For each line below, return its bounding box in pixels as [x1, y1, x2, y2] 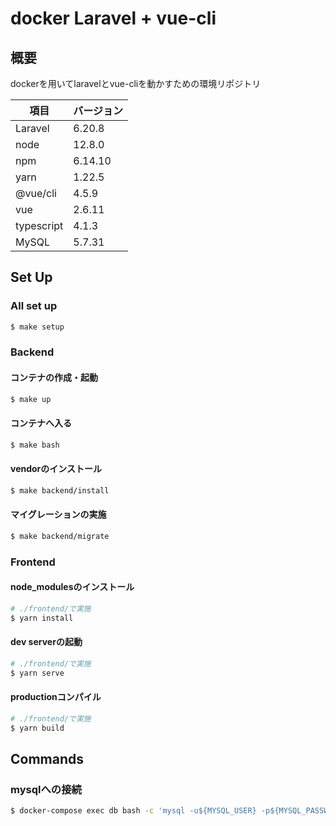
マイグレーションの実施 [10, 508, 107, 521]
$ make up [10, 394, 52, 404]
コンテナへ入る [10, 417, 72, 429]
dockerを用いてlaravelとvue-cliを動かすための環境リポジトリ [10, 78, 262, 89]
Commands [10, 750, 85, 767]
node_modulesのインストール [10, 581, 135, 593]
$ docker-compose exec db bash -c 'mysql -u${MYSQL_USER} [10, 806, 257, 816]
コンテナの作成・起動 [10, 372, 98, 384]
